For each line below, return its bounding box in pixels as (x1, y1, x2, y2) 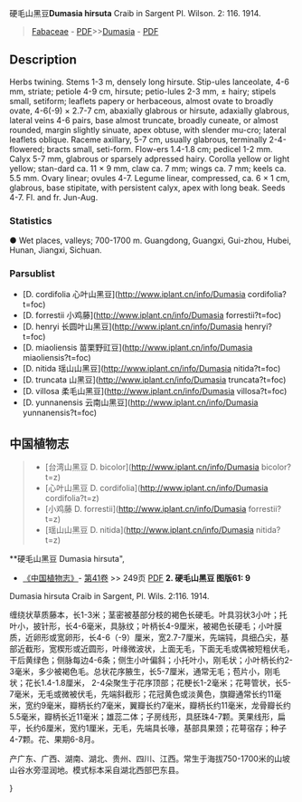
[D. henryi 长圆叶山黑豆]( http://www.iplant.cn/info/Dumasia (22, 321, 242, 333)
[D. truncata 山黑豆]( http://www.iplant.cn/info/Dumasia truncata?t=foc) (22, 374, 287, 385)
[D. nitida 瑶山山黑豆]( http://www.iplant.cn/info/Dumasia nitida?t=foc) (22, 363, 281, 374)
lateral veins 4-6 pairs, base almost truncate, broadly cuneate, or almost (9, 114, 278, 125)
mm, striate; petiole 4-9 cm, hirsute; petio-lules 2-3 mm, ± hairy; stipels (9, 85, 277, 97)
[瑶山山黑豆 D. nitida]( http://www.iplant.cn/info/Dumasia (44, 525, 255, 536)
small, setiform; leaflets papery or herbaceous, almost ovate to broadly (9, 95, 274, 106)
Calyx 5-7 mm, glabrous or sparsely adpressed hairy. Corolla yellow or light (9, 153, 290, 164)
